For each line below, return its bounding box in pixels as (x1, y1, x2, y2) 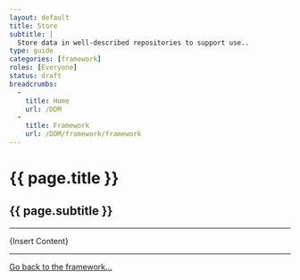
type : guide (9, 47, 54, 55)
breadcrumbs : (9, 80, 58, 89)
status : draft (9, 72, 62, 81)
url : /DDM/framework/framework (25, 130, 142, 139)
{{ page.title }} (9, 168, 120, 189)
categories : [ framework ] (9, 55, 102, 64)
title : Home (25, 96, 70, 106)
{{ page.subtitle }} (9, 203, 113, 219)
